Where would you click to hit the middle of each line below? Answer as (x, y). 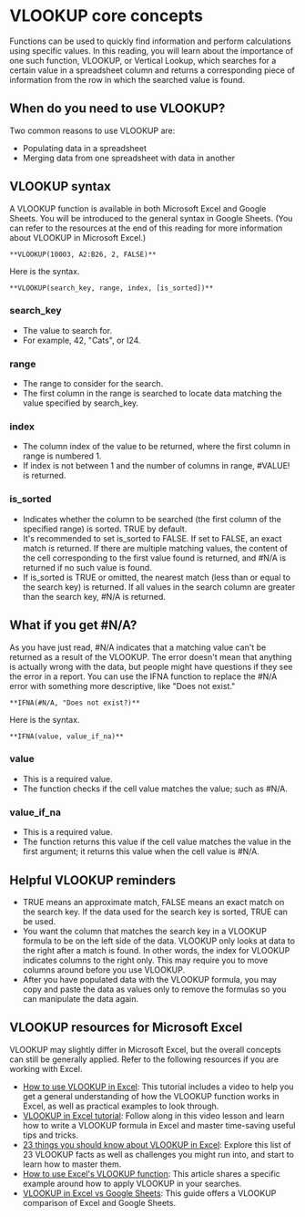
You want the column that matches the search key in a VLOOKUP (144, 931)
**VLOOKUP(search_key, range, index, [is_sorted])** (112, 288)
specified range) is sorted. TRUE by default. (105, 529)
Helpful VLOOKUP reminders (93, 880)
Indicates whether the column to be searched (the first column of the (152, 519)
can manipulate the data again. (81, 998)
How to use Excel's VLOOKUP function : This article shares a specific (151, 1173)
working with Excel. (46, 1068)
